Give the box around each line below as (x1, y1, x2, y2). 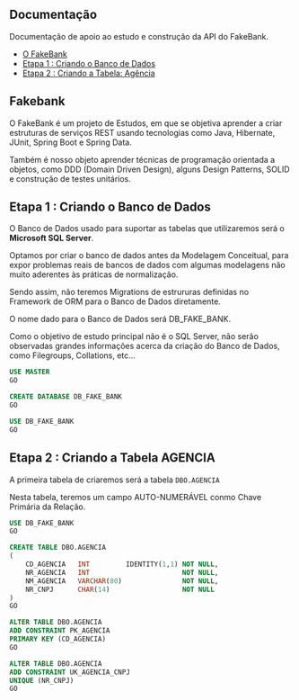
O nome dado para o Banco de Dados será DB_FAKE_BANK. (9, 314, 232, 325)
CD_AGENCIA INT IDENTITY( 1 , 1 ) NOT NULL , (25, 560, 219, 569)
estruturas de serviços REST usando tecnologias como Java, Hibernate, (9, 127, 276, 138)
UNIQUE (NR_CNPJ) (9, 676, 75, 685)
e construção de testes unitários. (9, 173, 132, 184)
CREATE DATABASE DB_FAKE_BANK (9, 392, 123, 401)
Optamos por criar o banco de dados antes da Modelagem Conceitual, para (9, 250, 289, 261)
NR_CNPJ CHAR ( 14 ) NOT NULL (25, 585, 215, 594)
